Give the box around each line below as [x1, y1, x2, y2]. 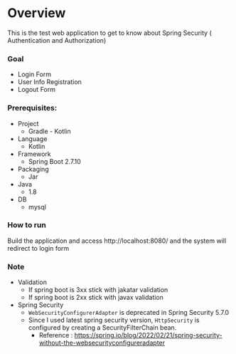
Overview [7, 5, 66, 21]
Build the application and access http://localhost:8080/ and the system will [7, 236, 227, 245]
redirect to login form [7, 244, 70, 252]
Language [17, 134, 48, 143]
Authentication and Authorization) [7, 36, 107, 44]
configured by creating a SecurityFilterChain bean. [28, 323, 177, 332]
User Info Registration [17, 78, 82, 86]
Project [17, 119, 39, 127]
